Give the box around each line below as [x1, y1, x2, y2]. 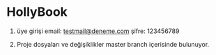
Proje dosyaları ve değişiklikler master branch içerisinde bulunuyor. [16, 40, 210, 48]
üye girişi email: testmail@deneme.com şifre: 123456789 [16, 27, 180, 35]
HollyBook [6, 4, 68, 20]
